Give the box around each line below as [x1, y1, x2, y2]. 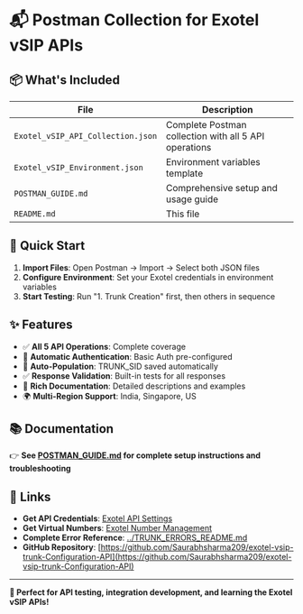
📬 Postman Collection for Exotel [9, 10, 260, 31]
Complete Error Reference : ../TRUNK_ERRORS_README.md [22, 532, 248, 544]
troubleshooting [9, 463, 71, 474]
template [165, 167, 204, 179]
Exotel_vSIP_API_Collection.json [14, 131, 158, 141]
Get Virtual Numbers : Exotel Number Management [22, 523, 213, 534]
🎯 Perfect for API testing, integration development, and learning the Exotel [9, 587, 293, 598]
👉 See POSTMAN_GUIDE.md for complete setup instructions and [9, 450, 262, 461]
